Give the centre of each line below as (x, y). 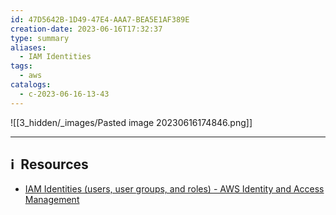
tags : (21, 66)
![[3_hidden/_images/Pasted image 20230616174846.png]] (131, 122)
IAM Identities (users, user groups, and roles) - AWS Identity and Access (174, 189)
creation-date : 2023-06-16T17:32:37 (86, 29)
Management (52, 200)
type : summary (40, 38)
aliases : (28, 47)
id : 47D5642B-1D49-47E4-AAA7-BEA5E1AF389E (100, 19)
